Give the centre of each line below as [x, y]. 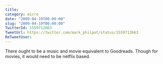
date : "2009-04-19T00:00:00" [35, 19]
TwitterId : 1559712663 [28, 28]
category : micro [22, 14]
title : [12, 10]
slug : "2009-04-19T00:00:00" [35, 23]
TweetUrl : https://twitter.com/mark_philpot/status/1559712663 [72, 32]
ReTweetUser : [19, 37]
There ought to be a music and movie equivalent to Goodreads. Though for [81, 51]
